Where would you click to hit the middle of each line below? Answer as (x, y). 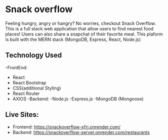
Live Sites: (22, 115)
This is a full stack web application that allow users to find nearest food (79, 28)
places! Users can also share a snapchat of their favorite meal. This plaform (84, 34)
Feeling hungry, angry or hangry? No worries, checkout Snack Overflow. (80, 23)
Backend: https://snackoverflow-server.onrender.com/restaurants (81, 132)
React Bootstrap (29, 82)
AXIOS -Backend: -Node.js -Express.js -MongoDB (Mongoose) (78, 99)
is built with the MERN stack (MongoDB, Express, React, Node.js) (73, 39)
